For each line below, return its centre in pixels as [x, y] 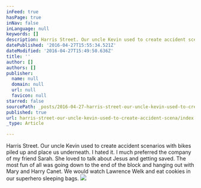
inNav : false [22, 23]
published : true [26, 112]
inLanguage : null [28, 29]
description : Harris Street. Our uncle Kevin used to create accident [96, 40]
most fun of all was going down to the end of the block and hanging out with [100, 165]
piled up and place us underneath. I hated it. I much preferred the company [99, 152]
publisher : [20, 73]
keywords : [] [22, 34]
